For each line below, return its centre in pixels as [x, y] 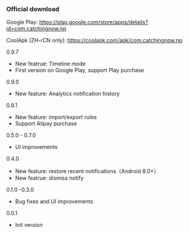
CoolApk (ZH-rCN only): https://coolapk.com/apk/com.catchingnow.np [94, 41]
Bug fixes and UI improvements [54, 202]
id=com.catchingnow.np [36, 28]
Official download [33, 9]
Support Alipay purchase [46, 123]
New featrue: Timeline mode [50, 64]
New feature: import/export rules [56, 117]
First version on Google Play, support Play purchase [79, 70]
